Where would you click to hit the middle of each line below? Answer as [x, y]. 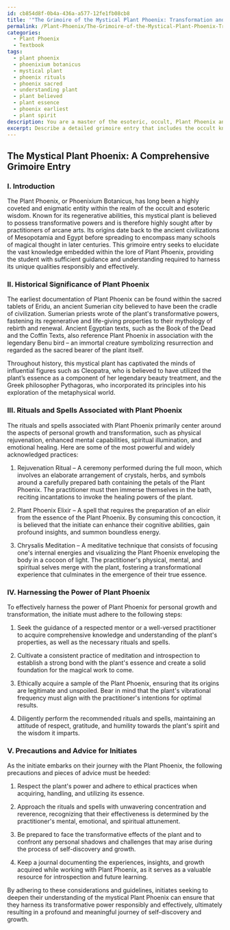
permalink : [23, 26]
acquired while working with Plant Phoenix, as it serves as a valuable [114, 870]
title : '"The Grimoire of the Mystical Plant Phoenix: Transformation [110, 20]
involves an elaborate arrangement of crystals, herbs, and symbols [111, 475]
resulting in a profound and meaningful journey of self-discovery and [104, 912]
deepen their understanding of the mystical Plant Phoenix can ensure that [111, 898]
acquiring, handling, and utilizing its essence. [81, 794]
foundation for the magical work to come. [75, 670]
